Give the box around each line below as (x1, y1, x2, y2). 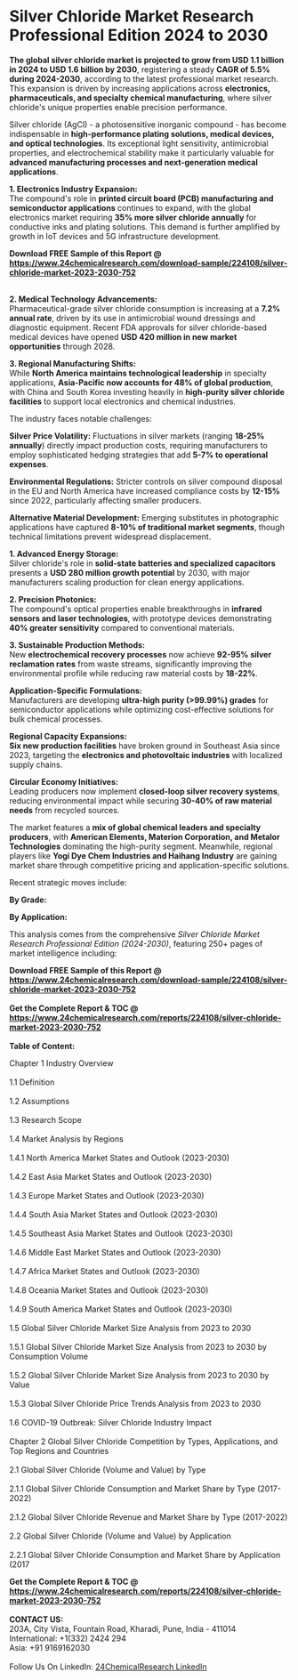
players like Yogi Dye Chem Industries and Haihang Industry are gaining (9, 850, 278, 860)
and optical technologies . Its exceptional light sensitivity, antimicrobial (9, 138, 269, 149)
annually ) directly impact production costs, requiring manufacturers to (9, 440, 269, 450)
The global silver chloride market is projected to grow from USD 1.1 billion (9, 54, 285, 65)
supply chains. (9, 759, 63, 770)
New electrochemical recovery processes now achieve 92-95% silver (9, 649, 272, 659)
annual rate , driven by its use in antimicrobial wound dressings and (9, 312, 256, 323)
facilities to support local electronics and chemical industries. (9, 396, 236, 407)
